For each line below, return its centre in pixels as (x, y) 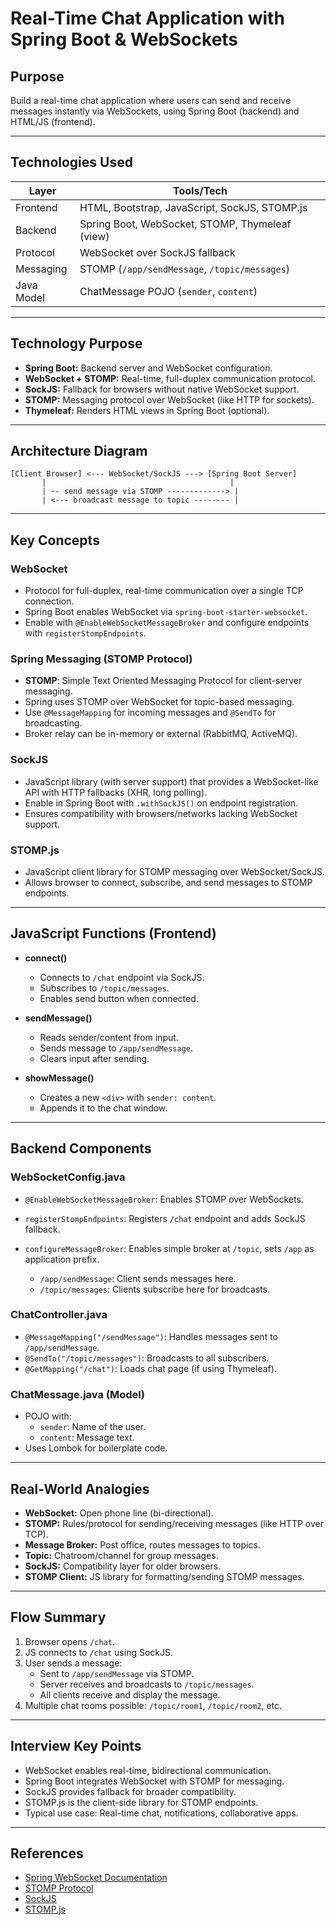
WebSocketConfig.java (68, 1177)
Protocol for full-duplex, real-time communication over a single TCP (164, 591)
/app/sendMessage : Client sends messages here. (138, 1278)
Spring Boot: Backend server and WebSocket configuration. (148, 368)
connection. (49, 601)
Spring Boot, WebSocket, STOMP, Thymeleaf (185, 224)
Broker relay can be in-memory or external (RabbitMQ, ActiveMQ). (161, 734)
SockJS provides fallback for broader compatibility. (130, 1791)
